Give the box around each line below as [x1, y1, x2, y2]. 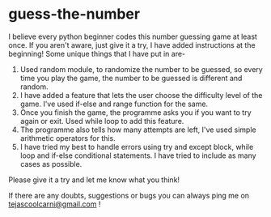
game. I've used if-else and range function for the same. [19, 99, 209, 108]
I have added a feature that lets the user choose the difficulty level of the [19, 90, 263, 100]
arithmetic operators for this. [19, 133, 116, 143]
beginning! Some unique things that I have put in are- [8, 49, 186, 58]
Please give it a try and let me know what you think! [8, 175, 180, 185]
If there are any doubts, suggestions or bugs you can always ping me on [8, 190, 249, 200]
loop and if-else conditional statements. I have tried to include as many [19, 151, 256, 160]
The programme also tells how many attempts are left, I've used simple [19, 125, 256, 134]
